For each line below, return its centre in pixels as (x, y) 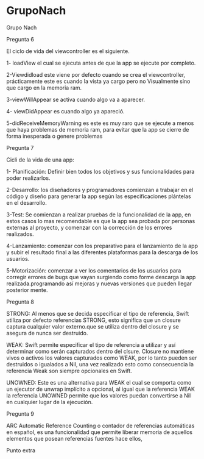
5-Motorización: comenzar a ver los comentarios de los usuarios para (94, 270)
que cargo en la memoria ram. (44, 87)
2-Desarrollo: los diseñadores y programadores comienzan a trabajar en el (100, 190)
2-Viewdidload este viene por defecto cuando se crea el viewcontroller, (96, 74)
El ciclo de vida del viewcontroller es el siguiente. (68, 51)
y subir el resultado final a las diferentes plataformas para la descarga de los (102, 252)
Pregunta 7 (20, 148)
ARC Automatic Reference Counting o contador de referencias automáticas (100, 425)
